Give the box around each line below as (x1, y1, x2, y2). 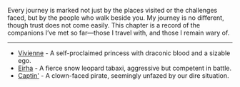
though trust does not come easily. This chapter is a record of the (7, 21, 201, 29)
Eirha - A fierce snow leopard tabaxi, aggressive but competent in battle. (17, 64, 232, 72)
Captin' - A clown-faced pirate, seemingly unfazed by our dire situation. (17, 71, 229, 80)
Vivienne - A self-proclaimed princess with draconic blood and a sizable (17, 49, 231, 57)
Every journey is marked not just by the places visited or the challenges (7, 6, 218, 14)
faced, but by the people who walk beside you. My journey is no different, (7, 13, 224, 22)
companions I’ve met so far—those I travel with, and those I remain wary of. (7, 28, 230, 37)
